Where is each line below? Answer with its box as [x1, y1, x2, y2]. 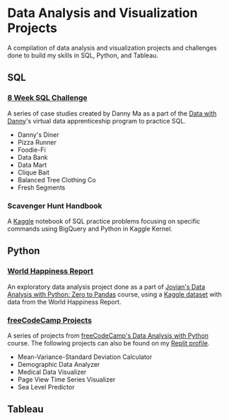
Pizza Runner [17, 138, 57, 146]
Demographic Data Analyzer [17, 360, 100, 368]
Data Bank [17, 153, 48, 161]
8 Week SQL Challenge [7, 93, 88, 103]
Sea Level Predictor [17, 382, 75, 391]
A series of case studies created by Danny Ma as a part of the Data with [7, 109, 217, 118]
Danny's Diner [17, 130, 59, 139]
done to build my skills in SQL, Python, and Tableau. [7, 51, 159, 60]
